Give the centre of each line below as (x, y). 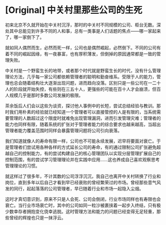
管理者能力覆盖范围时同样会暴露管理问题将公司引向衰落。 (63, 130)
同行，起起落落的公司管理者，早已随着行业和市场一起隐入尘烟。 (79, 188)
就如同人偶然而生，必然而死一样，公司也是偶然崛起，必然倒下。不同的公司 (81, 47)
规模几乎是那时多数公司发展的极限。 (46, 95)
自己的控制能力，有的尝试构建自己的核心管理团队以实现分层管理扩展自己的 (85, 153)
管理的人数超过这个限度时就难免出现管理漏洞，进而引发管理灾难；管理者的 (85, 118)
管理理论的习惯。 (22, 166)
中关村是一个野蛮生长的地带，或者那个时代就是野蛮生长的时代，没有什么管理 (83, 70)
